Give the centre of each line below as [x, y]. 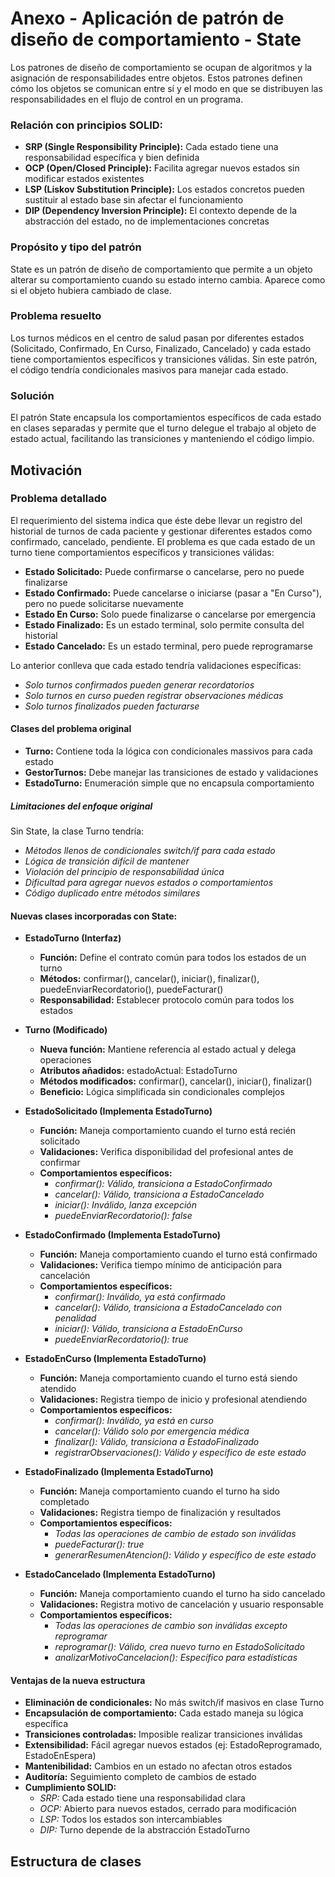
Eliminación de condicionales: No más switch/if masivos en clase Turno [174, 1703]
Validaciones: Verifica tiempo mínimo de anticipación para [161, 1265]
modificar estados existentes [84, 179]
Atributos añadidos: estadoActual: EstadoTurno [138, 1071]
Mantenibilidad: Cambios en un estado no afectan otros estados [158, 1766]
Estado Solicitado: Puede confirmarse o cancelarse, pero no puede [164, 571]
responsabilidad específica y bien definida [112, 158]
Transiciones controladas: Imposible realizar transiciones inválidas [163, 1734]
